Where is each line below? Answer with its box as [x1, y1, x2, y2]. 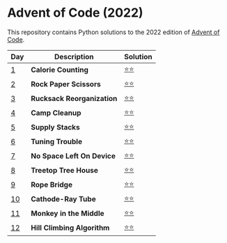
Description [54, 52, 94, 61]
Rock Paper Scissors [31, 79, 101, 89]
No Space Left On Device [31, 151, 116, 161]
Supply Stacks [31, 123, 80, 132]
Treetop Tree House [31, 166, 99, 175]
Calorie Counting [31, 65, 89, 75]
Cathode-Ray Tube [31, 194, 96, 204]
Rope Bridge [31, 180, 73, 189]
